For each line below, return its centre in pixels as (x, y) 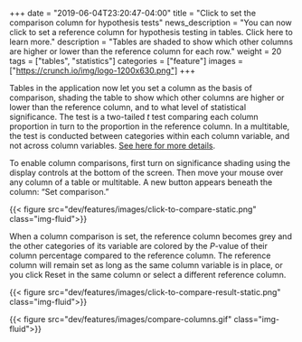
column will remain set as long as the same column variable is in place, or (146, 265)
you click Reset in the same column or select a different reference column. (148, 275)
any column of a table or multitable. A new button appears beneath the (141, 182)
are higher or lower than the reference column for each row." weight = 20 (146, 51)
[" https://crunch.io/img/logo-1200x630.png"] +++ (103, 70)
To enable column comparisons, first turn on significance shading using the (150, 163)
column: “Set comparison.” (59, 192)
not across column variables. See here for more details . (113, 145)
